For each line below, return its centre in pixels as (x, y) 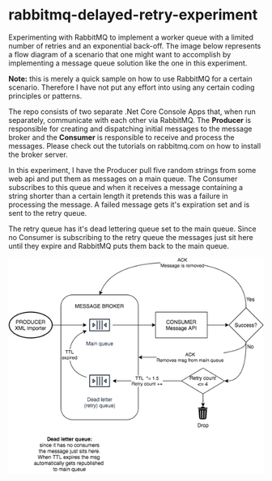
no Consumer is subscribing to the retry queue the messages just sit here (131, 237)
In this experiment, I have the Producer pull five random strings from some (132, 170)
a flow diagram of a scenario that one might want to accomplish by (120, 54)
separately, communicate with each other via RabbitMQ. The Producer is (130, 120)
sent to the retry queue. (48, 213)
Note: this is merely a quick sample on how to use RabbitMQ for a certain (130, 78)
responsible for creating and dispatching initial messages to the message (130, 129)
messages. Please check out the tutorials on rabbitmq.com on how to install (135, 146)
